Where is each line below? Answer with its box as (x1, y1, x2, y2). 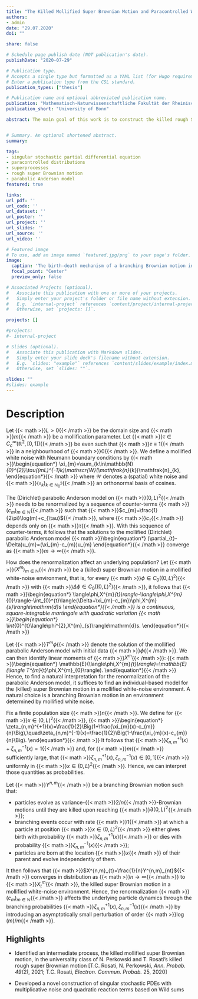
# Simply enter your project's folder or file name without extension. (6, 295, 192, 301)
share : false (6, 41, 38, 47)
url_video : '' (6, 236, 41, 242)
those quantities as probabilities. (6, 769, 85, 776)
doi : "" (6, 31, 25, 37)
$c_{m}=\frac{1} (118, 507, 158, 514)
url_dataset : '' (6, 209, 46, 215)
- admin (6, 19, 25, 25)
